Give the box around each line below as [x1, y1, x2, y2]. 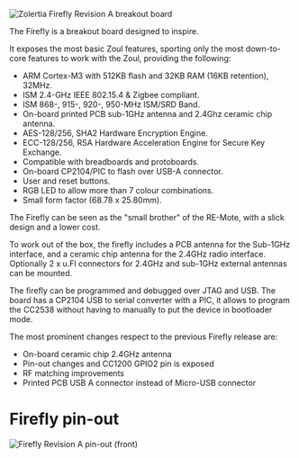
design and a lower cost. [9, 221, 101, 232]
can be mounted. [9, 268, 73, 278]
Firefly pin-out [9, 409, 120, 429]
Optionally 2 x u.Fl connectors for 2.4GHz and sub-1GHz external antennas [9, 258, 287, 269]
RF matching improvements [22, 368, 124, 378]
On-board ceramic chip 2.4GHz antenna [22, 349, 173, 359]
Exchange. [22, 147, 62, 157]
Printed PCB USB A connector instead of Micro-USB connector [22, 378, 257, 388]
